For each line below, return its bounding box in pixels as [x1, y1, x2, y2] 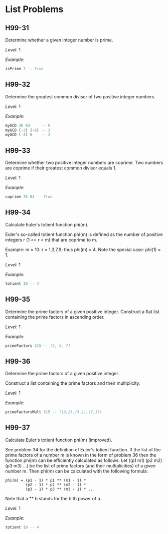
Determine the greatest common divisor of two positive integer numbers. [5, 93, 156, 99]
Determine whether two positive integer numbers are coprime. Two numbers [5, 160, 163, 166]
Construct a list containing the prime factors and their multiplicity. [5, 380, 140, 386]
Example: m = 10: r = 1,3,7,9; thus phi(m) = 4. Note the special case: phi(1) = [5, 246, 161, 253]
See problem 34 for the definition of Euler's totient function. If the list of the [5, 446, 161, 452]
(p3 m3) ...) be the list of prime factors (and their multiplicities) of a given [5, 462, 156, 468]
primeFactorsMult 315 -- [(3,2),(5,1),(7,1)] [5, 409, 102, 414]
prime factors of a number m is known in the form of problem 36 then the [5, 452, 156, 458]
